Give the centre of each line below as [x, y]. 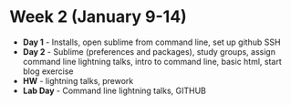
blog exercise [48, 71]
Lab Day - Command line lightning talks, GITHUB [114, 90]
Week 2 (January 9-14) [98, 17]
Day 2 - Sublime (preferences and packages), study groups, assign [149, 51]
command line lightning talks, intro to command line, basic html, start [152, 61]
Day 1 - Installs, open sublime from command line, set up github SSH [151, 42]
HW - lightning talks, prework [78, 80]
